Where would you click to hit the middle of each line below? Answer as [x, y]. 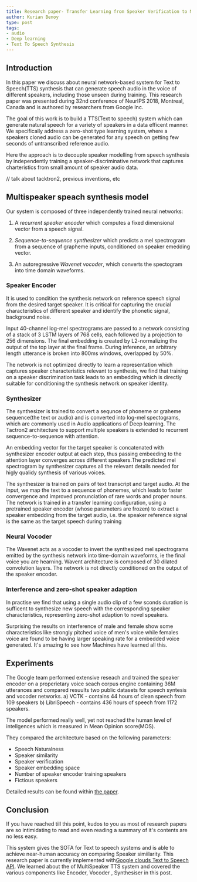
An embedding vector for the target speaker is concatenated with [85, 448]
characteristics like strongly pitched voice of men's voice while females [92, 632]
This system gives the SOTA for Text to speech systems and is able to [90, 848]
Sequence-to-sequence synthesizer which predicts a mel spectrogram [100, 240]
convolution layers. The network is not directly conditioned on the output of [97, 568]
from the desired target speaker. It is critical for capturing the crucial [89, 304]
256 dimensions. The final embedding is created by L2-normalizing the [92, 340]
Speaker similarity [36, 755]
